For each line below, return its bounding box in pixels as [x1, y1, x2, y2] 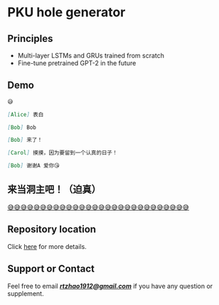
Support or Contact [7, 263, 95, 275]
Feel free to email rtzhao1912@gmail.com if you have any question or [7, 282, 213, 290]
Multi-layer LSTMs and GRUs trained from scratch [17, 51, 165, 60]
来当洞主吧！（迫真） [7, 184, 101, 196]
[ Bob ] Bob [7, 123, 37, 131]
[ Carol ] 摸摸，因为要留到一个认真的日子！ [7, 150, 118, 157]
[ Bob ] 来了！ [7, 136, 43, 144]
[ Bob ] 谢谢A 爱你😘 [7, 162, 60, 170]
